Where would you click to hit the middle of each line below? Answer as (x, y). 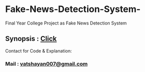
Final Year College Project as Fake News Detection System (66, 23)
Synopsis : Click (31, 39)
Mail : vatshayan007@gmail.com (47, 63)
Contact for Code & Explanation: (39, 50)
